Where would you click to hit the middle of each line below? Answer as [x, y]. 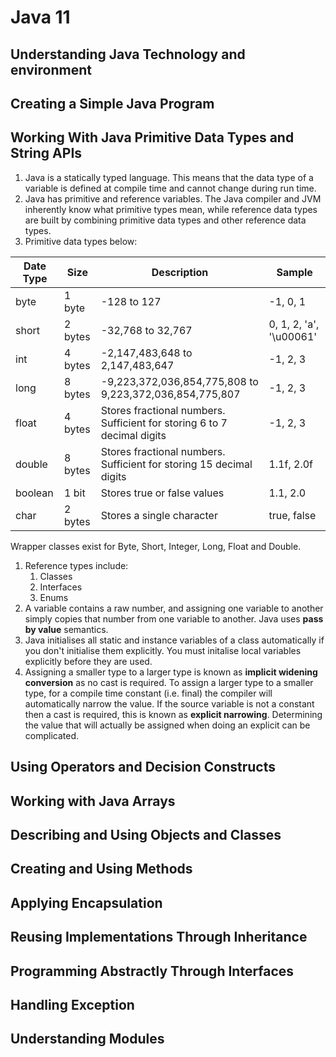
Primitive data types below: [81, 241]
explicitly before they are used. [88, 661]
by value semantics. [66, 629]
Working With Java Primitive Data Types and [152, 137]
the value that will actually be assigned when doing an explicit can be [167, 725]
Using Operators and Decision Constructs [143, 767]
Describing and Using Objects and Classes [146, 834]
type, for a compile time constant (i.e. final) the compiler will [148, 693]
